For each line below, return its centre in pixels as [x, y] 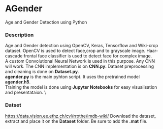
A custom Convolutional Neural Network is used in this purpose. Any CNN [80, 61]
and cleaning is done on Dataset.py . [42, 72]
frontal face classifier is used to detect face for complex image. [88, 56]
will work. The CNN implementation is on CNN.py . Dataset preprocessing [80, 66]
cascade [14, 56]
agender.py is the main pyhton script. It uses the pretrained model [73, 77]
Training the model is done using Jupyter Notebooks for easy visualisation [81, 87]
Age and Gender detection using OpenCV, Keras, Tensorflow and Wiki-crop [82, 46]
